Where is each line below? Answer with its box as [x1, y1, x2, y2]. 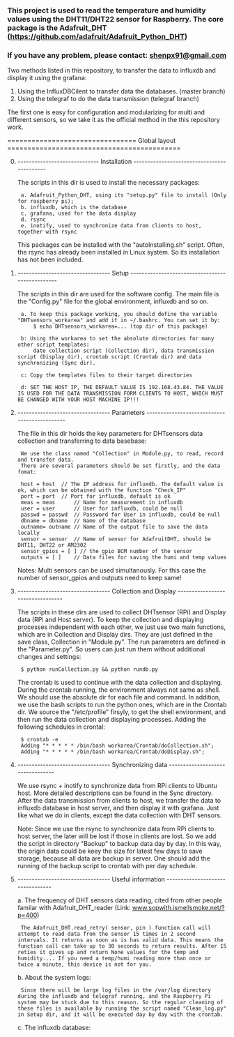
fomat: [17, 469, 37, 476]
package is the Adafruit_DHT [7, 23, 107, 33]
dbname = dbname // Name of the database [20, 517, 146, 524]
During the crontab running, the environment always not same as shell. [17, 686, 221, 694]
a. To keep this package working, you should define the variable [20, 311, 217, 318]
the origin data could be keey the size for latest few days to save [17, 847, 203, 856]
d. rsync [20, 216, 47, 223]
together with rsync [17, 229, 77, 236]
